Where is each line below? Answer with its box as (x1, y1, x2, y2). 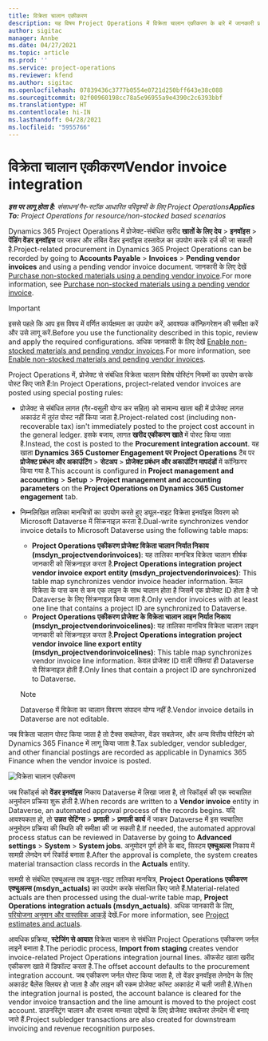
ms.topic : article (8, 49, 69, 57)
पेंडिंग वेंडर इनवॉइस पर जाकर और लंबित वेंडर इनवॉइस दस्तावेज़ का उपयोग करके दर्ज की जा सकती (8, 235, 253, 245)
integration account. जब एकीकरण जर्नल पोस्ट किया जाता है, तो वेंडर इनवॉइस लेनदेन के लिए (8, 970, 253, 980)
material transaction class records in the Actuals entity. (8, 859, 191, 868)
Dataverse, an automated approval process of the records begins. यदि (8, 805, 235, 815)
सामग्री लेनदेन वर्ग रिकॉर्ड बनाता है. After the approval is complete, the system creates (8, 850, 258, 859)
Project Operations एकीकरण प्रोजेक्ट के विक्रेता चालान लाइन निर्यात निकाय (31, 611, 231, 621)
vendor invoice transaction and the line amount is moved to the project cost (8, 997, 257, 1007)
